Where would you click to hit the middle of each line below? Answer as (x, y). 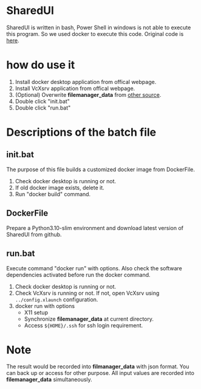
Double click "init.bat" (42, 101)
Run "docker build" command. (53, 194)
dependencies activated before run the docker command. (78, 275)
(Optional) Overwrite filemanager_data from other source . (88, 94)
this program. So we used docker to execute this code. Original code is (95, 33)
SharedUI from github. (34, 234)
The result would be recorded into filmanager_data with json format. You (98, 366)
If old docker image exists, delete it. (60, 187)
